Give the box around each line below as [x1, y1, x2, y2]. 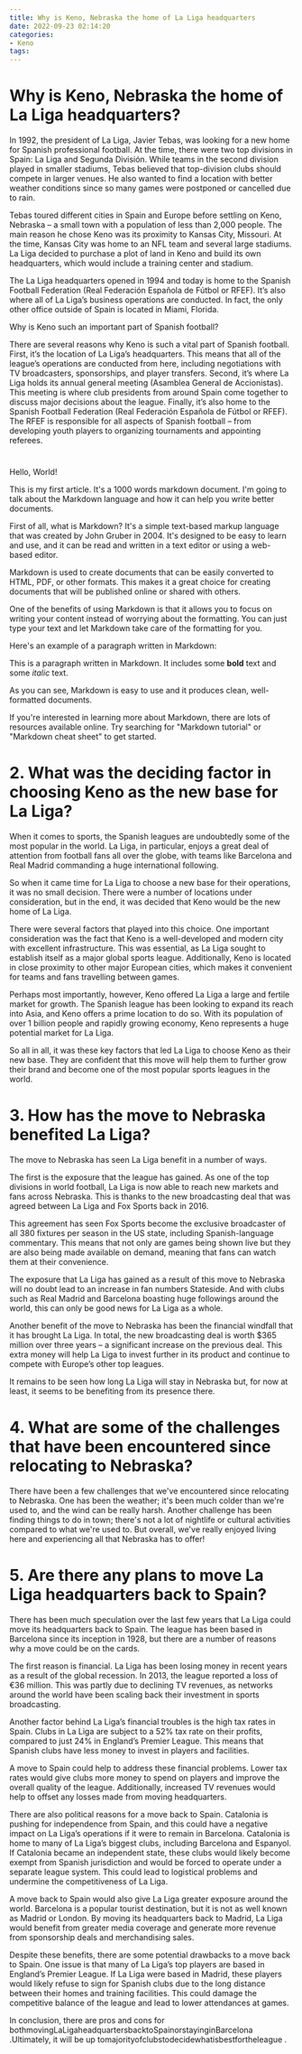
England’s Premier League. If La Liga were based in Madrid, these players [9, 1969, 282, 1979]
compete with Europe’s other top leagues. [9, 1359, 164, 1370]
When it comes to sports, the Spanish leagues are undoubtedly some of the [9, 832, 290, 842]
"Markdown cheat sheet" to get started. [9, 731, 157, 742]
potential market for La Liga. [9, 1027, 114, 1038]
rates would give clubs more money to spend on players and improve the [9, 1772, 280, 1783]
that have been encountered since [9, 1436, 271, 1457]
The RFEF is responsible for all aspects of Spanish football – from [9, 416, 252, 427]
